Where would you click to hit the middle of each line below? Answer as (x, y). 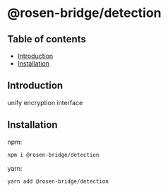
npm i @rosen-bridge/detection (53, 155)
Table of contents (47, 39)
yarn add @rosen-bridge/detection (58, 181)
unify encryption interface (45, 102)
